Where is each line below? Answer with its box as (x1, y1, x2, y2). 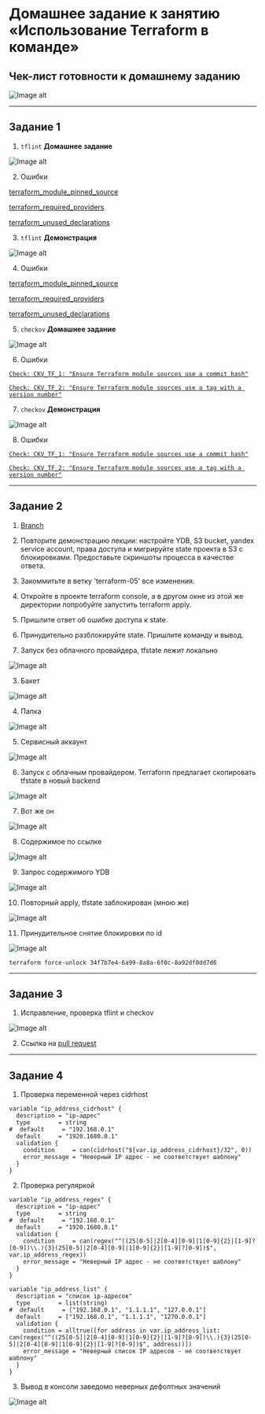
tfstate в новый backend (20, 776, 101, 785)
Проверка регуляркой (20, 1181, 95, 1191)
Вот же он (20, 806, 54, 815)
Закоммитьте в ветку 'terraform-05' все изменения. (20, 576, 195, 585)
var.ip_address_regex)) (9, 1251, 87, 1259)
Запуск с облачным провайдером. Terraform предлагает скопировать (20, 767, 256, 777)
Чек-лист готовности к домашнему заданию (9, 69, 241, 83)
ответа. (20, 560, 46, 570)
